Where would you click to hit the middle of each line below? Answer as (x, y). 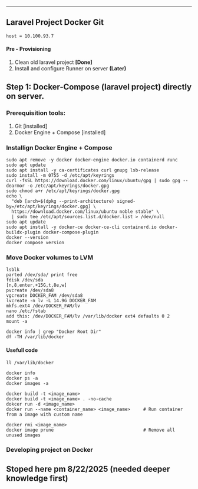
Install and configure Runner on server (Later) (70, 69)
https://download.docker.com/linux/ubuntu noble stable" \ (85, 212)
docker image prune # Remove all (91, 430)
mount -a (17, 322)
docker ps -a (22, 378)
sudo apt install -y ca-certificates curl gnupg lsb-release (83, 170)
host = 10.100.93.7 (30, 36)
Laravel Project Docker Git (55, 22)
